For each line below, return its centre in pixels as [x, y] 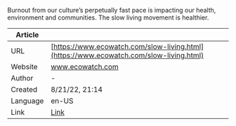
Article [27, 35]
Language [27, 101]
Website [24, 67]
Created [24, 89]
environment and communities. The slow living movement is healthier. [108, 17]
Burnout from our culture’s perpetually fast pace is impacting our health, [112, 10]
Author [22, 78]
